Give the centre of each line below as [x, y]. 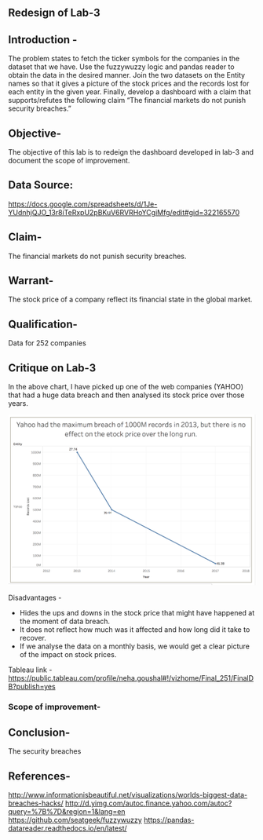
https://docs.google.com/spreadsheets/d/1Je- [83, 204]
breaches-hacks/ [36, 803]
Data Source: [40, 185]
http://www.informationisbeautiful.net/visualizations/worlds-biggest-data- [128, 794]
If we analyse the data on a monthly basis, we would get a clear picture [134, 646]
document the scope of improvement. [69, 161]
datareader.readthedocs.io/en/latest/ [68, 828]
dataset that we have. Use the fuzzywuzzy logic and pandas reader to [121, 67]
